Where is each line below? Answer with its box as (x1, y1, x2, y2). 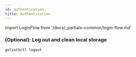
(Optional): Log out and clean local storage (5, 36, 107, 43)
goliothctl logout (5, 47, 42, 52)
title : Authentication (5, 11, 51, 16)
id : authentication (5, 7, 44, 12)
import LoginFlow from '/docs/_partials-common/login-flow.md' (5, 24, 132, 30)
